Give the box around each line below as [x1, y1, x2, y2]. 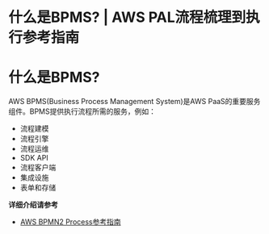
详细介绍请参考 [8, 200, 58, 210]
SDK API [19, 153, 48, 163]
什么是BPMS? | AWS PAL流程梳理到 [8, 8, 246, 27]
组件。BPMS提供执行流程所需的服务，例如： [8, 107, 156, 116]
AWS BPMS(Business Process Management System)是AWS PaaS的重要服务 [8, 97, 261, 107]
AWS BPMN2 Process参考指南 [19, 217, 121, 227]
